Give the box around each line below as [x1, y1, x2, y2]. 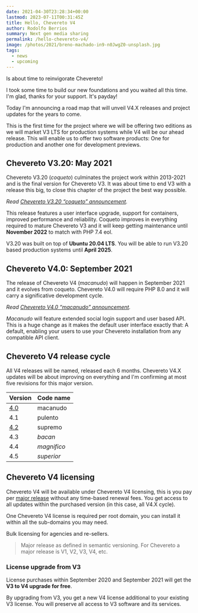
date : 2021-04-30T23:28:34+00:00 [6, 8, 89, 15]
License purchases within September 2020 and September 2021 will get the [6, 576, 191, 583]
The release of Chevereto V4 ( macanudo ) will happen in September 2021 [6, 279, 185, 287]
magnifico [37, 442, 66, 451]
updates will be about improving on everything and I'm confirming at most [6, 373, 187, 381]
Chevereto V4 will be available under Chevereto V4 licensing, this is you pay [6, 488, 192, 495]
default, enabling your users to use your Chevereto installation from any [6, 328, 181, 335]
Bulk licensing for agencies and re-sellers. [6, 530, 109, 537]
